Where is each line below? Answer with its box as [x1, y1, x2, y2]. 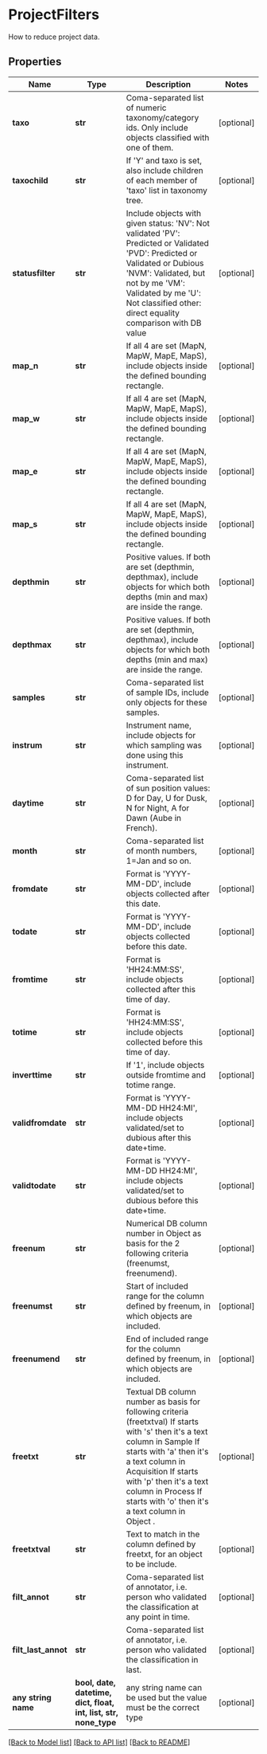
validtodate [12, 1179, 56, 1191]
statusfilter [12, 267, 56, 278]
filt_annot [12, 1591, 49, 1603]
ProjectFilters [8, 6, 99, 24]
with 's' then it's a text [126, 1426, 208, 1437]
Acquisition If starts [126, 1466, 199, 1477]
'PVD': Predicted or [126, 247, 198, 258]
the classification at [126, 1601, 199, 1612]
